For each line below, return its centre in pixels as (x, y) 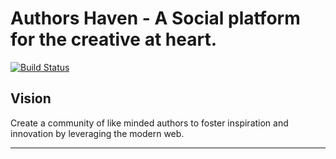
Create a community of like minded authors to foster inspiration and (149, 123)
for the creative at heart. (113, 39)
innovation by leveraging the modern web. (97, 133)
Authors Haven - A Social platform (155, 18)
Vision (31, 98)
